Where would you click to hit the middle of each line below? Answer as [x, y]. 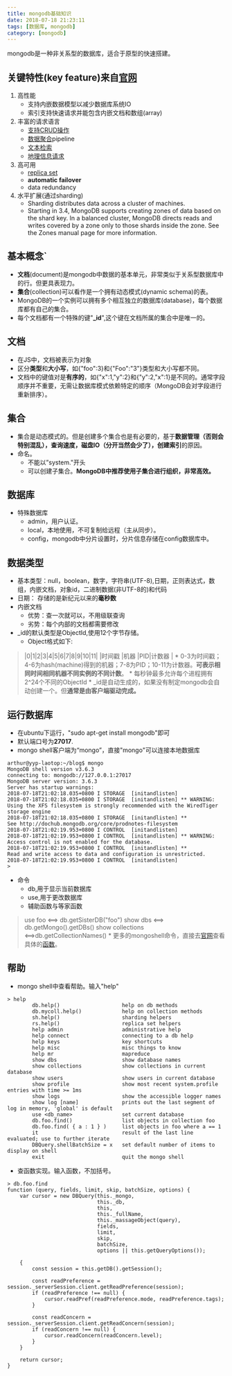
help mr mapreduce [91, 1054]
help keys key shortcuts [97, 1042]
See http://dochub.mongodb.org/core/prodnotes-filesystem [92, 824]
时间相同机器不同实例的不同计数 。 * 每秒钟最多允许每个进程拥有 [122, 674]
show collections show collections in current [119, 1066]
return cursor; [42, 1359]
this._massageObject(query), [139, 1220]
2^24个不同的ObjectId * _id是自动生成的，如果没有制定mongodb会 [119, 682]
